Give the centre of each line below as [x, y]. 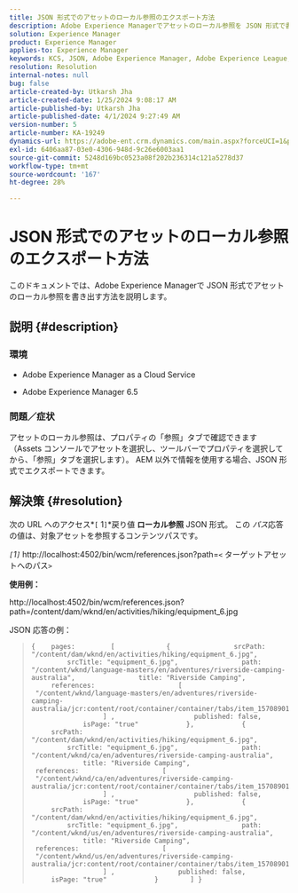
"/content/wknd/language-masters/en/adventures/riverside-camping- [158, 670]
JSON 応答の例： [41, 629]
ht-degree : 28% [37, 183]
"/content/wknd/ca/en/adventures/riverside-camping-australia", [152, 755]
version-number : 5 [43, 125]
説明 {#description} [64, 327]
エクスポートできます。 [67, 470]
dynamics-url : [35, 141]
